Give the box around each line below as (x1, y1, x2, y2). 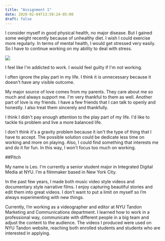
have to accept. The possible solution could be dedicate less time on (5, 134, 144, 140)
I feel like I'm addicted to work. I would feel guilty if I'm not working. (5, 65, 142, 71)
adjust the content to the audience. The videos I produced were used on (5, 220, 152, 226)
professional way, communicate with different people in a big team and (5, 214, 149, 220)
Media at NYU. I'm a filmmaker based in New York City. (5, 169, 117, 175)
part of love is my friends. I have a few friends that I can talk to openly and (5, 99, 156, 105)
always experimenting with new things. (5, 195, 84, 201)
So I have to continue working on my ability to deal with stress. (5, 45, 132, 52)
